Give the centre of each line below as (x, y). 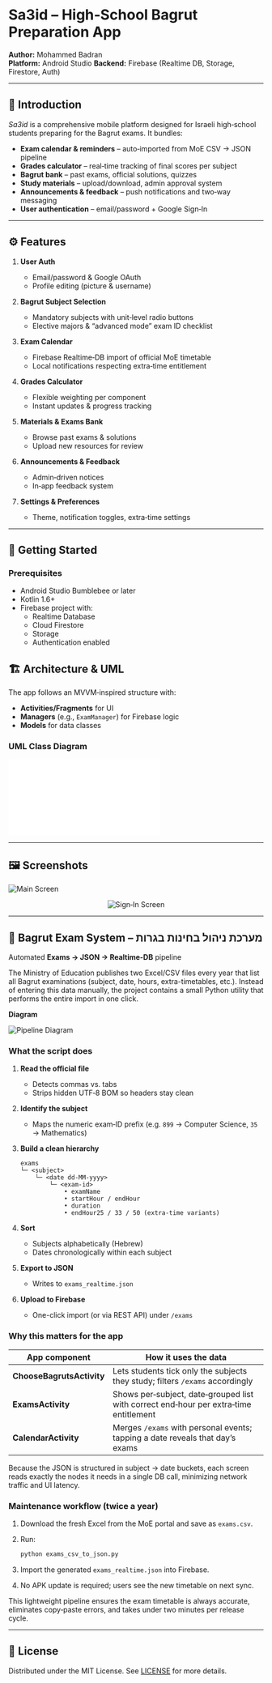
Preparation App (65, 32)
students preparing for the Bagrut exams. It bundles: (96, 133)
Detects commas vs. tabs (74, 1084)
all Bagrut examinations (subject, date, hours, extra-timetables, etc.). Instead (136, 981)
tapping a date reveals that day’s (174, 1438)
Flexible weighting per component (89, 397)
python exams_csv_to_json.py (69, 1554)
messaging (38, 200)
